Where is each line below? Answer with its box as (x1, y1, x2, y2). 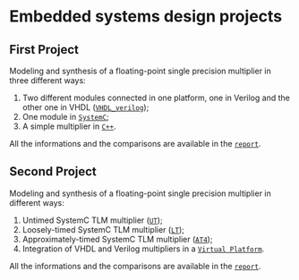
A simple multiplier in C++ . (21, 121, 116, 132)
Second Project (9, 164, 97, 180)
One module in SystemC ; (21, 112, 109, 122)
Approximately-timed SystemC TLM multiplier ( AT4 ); (21, 233, 213, 244)
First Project (9, 42, 79, 57)
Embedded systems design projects (9, 6, 283, 27)
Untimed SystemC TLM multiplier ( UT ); (21, 215, 163, 225)
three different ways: (9, 75, 87, 86)
